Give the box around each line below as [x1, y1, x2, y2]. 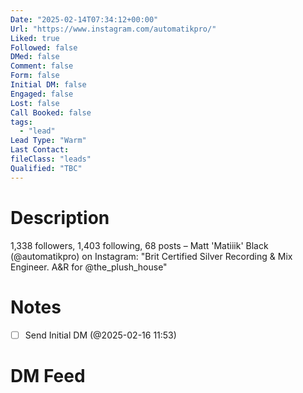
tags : [10, 117, 33, 127]
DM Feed [10, 364, 86, 387]
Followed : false [10, 42, 78, 53]
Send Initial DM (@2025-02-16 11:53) [24, 329, 177, 341]
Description [10, 206, 110, 229]
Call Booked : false [10, 107, 92, 118]
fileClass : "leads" [10, 154, 92, 164]
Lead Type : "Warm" [10, 136, 87, 146]
